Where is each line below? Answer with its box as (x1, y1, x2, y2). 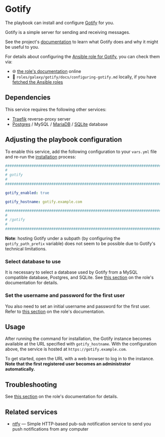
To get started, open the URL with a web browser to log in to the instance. (5, 356, 155, 362)
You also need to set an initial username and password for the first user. (5, 303, 151, 309)
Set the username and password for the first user (5, 292, 125, 299)
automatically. (5, 366, 35, 372)
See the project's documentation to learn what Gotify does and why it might (5, 38, 159, 45)
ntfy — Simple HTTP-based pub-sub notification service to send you (12, 421, 151, 427)
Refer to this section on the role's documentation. (5, 309, 105, 314)
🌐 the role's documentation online (12, 68, 82, 74)
